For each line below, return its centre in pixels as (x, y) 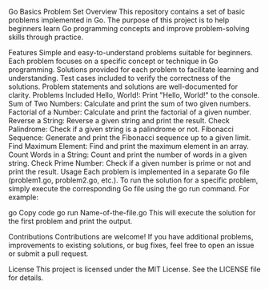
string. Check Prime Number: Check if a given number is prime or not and (130, 163)
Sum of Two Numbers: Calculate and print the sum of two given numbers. (130, 104)
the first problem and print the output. (70, 221)
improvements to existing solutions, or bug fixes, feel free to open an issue (131, 245)
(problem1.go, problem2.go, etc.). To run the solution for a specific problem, (133, 180)
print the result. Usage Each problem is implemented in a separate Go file (129, 172)
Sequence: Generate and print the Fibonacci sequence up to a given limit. (130, 138)
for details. (26, 278)
